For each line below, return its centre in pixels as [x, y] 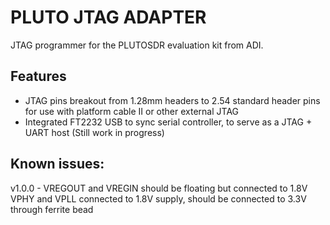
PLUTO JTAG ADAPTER [108, 17]
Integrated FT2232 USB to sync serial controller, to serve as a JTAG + [168, 122]
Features [38, 76]
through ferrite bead [52, 209]
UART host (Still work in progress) [94, 132]
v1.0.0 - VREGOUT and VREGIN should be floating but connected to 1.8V [159, 188]
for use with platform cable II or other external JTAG [132, 111]
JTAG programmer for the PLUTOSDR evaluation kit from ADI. [137, 45]
